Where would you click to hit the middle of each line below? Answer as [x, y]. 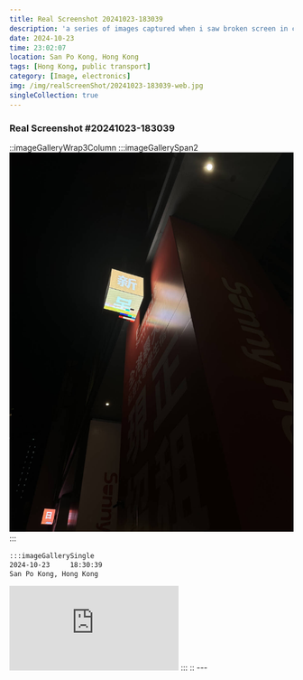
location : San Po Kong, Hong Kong [74, 57]
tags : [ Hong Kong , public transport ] [80, 67]
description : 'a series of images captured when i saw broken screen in [149, 28]
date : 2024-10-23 [42, 38]
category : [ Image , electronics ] [70, 77]
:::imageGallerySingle [52, 555]
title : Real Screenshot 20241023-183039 [87, 19]
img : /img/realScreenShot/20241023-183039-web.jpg [106, 86]
